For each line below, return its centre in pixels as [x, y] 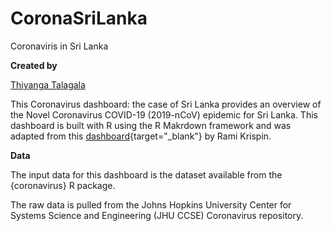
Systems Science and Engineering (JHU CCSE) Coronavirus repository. [157, 215]
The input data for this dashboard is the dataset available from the [146, 174]
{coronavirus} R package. [63, 185]
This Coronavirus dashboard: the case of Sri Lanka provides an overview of [166, 104]
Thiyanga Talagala [48, 84]
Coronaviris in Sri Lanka [59, 46]
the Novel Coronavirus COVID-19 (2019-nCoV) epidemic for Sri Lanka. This [164, 114]
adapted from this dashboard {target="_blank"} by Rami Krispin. [141, 136]
